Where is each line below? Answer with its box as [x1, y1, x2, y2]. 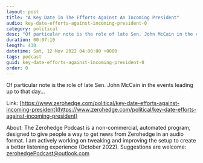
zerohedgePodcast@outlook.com [6, 150, 90, 157]
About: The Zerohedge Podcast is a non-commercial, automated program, [6, 124, 191, 132]
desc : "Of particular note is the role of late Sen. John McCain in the [6, 31, 193, 37]
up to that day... [6, 88, 45, 95]
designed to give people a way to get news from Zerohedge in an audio [6, 130, 184, 138]
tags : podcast [6, 54, 42, 60]
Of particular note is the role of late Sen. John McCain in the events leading [6, 81, 193, 89]
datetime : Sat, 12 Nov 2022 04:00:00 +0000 [6, 48, 118, 54]
